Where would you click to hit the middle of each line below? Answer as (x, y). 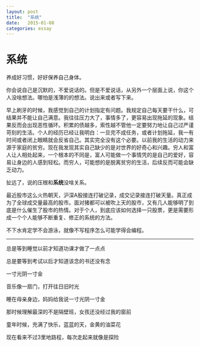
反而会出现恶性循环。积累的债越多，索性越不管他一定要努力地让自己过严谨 (102, 125)
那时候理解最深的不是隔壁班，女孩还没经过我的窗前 (69, 312)
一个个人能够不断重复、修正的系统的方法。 (63, 218)
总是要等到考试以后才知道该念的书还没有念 (58, 261)
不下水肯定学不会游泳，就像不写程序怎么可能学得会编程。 (76, 230)
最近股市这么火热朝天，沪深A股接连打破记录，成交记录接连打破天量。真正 (97, 195)
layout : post (22, 12)
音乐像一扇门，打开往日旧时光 (43, 286)
